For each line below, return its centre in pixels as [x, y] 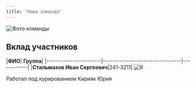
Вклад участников [42, 47]
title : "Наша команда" [34, 12]
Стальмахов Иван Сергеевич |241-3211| [82, 67]
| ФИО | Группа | [25, 61]
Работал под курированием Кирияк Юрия [59, 79]
